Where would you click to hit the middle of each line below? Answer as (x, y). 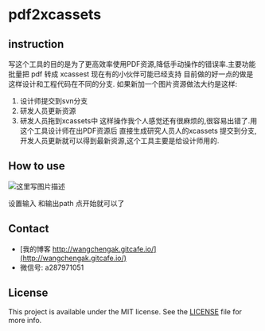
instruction (36, 44)
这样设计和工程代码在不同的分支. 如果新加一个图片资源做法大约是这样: (123, 84)
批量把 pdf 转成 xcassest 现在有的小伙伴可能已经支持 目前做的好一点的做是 (131, 74)
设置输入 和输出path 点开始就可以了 (66, 203)
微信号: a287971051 (52, 267)
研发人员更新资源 (48, 111)
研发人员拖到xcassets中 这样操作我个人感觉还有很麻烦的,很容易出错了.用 (138, 121)
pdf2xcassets (55, 15)
